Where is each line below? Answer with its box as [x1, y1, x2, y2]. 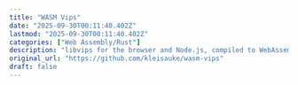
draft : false [9, 63, 58, 72]
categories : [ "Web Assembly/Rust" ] [9, 37, 141, 47]
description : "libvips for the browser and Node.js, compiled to [9, 46, 255, 55]
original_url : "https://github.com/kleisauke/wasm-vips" [9, 54, 224, 63]
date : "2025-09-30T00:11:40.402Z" [9, 21, 137, 30]
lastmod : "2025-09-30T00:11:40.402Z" [9, 29, 149, 38]
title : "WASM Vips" [9, 12, 82, 22]
